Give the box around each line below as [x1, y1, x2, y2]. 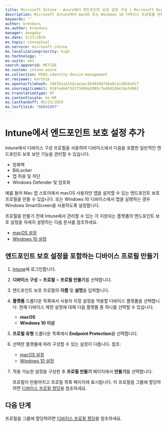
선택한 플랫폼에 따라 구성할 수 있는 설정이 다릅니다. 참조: [12, 341, 121, 347]
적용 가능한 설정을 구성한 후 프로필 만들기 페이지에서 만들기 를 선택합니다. [12, 368, 153, 374]
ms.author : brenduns [5, 26, 48, 31]
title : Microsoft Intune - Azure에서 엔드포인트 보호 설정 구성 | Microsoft [5, 7, 154, 12]
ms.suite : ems [5, 58, 35, 63]
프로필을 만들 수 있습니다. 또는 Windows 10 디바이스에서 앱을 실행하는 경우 [5, 196, 151, 202]
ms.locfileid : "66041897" [5, 105, 59, 109]
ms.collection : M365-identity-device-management [5, 72, 108, 77]
